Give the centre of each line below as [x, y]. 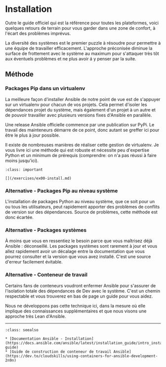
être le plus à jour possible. [33, 135]
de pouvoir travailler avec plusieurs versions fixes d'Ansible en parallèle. [79, 115]
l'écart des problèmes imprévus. [38, 33]
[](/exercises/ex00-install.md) [38, 178]
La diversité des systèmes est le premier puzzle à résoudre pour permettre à [83, 43]
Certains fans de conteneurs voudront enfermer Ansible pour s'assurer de [81, 285]
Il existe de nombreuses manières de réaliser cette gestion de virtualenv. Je [82, 145]
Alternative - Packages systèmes [46, 230]
